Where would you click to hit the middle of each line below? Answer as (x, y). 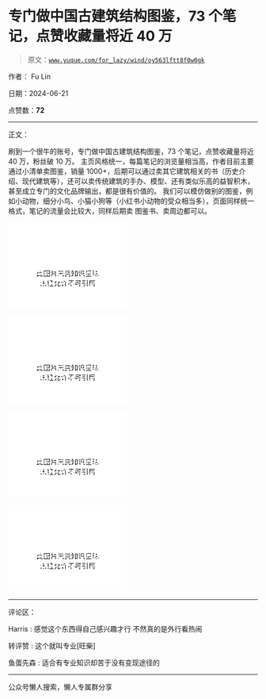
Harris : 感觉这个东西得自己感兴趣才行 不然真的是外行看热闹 (105, 628)
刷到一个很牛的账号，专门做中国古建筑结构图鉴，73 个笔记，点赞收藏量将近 (131, 151)
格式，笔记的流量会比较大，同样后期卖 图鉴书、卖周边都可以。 (110, 210)
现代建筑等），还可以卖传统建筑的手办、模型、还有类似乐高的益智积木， (138, 181)
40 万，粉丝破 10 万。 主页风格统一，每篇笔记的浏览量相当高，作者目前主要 (131, 161)
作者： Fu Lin (30, 76)
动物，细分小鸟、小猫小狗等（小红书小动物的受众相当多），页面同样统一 (138, 201)
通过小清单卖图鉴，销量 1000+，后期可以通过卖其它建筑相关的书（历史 (123, 171)
